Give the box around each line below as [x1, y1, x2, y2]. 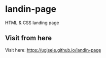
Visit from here [5, 34, 52, 42]
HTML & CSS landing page [5, 20, 59, 26]
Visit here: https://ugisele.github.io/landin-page [5, 47, 101, 53]
